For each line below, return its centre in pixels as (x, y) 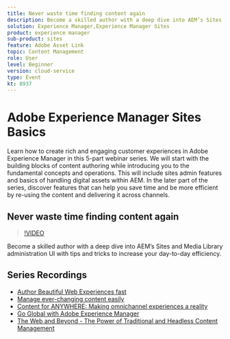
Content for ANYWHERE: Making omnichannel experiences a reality (112, 306)
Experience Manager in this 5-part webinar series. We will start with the (108, 159)
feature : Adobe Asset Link (46, 45)
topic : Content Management (46, 52)
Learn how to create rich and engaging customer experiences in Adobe (108, 151)
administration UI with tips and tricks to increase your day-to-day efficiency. (114, 254)
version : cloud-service (41, 71)
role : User (23, 58)
